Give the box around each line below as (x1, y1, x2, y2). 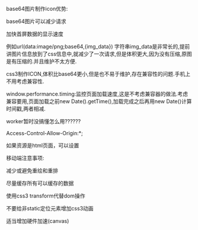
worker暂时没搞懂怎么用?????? (6, 118, 81, 124)
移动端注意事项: (6, 155, 44, 161)
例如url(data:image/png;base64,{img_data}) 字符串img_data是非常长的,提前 (6, 43, 190, 50)
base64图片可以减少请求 (6, 18, 66, 25)
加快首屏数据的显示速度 (6, 30, 63, 37)
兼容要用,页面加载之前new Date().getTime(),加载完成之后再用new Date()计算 (6, 98, 192, 105)
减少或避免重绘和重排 (6, 167, 58, 174)
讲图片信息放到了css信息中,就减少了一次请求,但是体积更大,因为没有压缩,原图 (6, 50, 192, 57)
